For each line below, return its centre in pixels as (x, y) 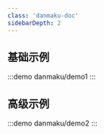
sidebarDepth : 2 (34, 23)
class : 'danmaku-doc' (43, 15)
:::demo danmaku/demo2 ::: (52, 123)
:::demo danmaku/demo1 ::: (52, 77)
